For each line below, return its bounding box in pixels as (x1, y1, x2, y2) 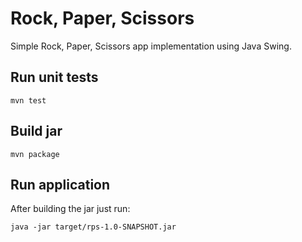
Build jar (10, 123, 63, 140)
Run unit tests (10, 69, 99, 86)
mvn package (10, 149, 60, 159)
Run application (10, 176, 111, 193)
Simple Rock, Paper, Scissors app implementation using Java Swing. (10, 40, 292, 52)
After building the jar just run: (10, 203, 131, 215)
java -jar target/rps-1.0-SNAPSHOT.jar (10, 222, 177, 232)
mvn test (10, 95, 47, 106)
